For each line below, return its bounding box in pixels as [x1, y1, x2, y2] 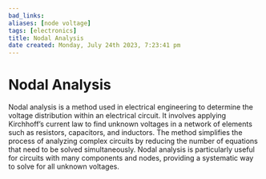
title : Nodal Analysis [8, 34, 84, 42]
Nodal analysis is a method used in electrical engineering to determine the [8, 102, 254, 112]
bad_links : [8, 11, 45, 20]
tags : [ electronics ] [8, 26, 78, 34]
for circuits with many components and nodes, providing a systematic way [8, 153, 254, 163]
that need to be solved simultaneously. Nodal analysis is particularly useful [8, 145, 255, 154]
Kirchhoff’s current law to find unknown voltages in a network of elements [8, 119, 252, 129]
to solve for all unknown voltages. [8, 161, 120, 172]
